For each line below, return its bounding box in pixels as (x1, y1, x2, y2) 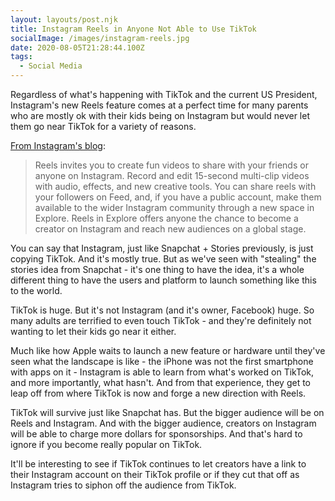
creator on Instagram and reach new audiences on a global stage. (34, 223, 307, 235)
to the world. (10, 285, 63, 296)
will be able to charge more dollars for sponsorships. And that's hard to (10, 428, 303, 440)
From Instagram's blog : (10, 140, 106, 151)
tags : (10, 52, 33, 62)
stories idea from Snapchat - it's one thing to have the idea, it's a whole (10, 264, 305, 275)
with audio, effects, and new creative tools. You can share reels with (34, 181, 317, 192)
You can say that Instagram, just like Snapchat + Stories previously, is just (10, 242, 314, 254)
